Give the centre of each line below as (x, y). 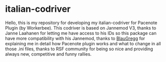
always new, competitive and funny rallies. (48, 54)
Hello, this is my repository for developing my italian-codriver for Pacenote (81, 23)
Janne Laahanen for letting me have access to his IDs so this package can (81, 33)
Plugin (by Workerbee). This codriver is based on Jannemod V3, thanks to (81, 28)
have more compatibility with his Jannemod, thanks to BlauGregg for (75, 38)
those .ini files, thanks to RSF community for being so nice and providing (79, 49)
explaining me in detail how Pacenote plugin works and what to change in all (83, 43)
